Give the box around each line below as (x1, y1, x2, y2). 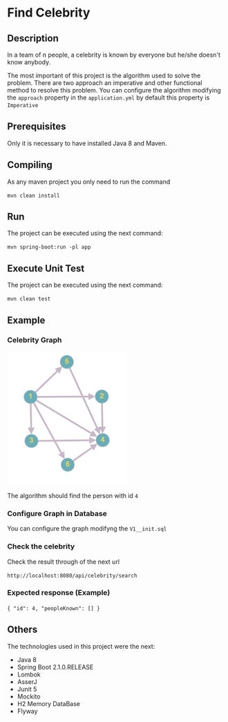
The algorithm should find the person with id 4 (7, 491, 138, 500)
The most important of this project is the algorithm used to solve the (7, 71, 201, 79)
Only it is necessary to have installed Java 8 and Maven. (7, 139, 167, 147)
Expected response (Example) (7, 588, 111, 598)
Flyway (17, 707, 38, 715)
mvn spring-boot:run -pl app (7, 244, 91, 251)
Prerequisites (7, 121, 66, 133)
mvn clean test (7, 296, 51, 303)
